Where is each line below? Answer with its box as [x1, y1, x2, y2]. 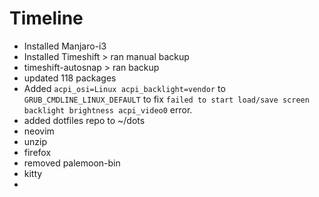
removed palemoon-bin [23, 157, 121, 169]
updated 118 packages [23, 72, 117, 84]
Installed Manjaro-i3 [23, 40, 107, 52]
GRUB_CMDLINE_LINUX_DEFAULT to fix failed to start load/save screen [23, 93, 310, 105]
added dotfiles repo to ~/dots [23, 114, 146, 126]
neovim [23, 125, 55, 137]
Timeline [9, 7, 84, 30]
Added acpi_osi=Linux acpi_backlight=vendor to [23, 82, 226, 94]
